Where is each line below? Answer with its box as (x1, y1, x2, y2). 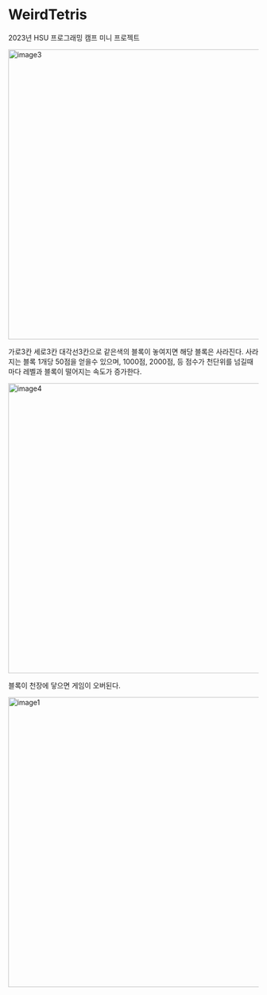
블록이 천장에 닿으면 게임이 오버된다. (8, 681, 121, 690)
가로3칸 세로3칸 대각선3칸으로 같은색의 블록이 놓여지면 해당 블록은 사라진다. (8, 346, 244, 356)
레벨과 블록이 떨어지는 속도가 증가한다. (22, 366, 142, 376)
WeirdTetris (8, 6, 87, 24)
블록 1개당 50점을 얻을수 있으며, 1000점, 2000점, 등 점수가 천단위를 (22, 357, 233, 366)
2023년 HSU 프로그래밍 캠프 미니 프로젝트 (8, 33, 141, 42)
